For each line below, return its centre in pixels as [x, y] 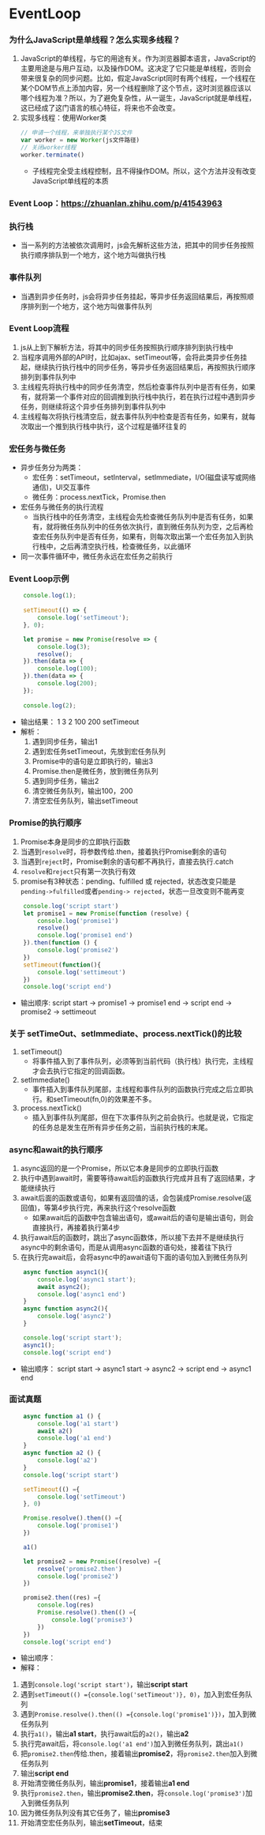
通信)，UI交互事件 [61, 488]
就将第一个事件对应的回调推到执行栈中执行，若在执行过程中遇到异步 [145, 397]
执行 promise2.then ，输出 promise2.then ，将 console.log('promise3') [133, 1793]
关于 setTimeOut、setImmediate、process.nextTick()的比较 [125, 1034]
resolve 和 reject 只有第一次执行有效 [78, 871]
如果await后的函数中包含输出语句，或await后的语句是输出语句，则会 [143, 1217]
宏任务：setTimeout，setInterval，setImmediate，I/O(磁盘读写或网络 [144, 477]
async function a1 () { [62, 1416]
